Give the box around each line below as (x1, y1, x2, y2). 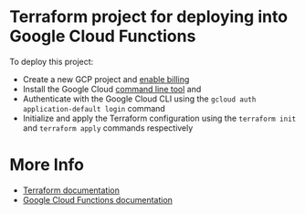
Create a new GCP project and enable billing (22, 73, 190, 84)
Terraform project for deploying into (9, 6, 289, 27)
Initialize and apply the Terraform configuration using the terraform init (22, 112, 297, 123)
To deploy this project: (9, 56, 94, 67)
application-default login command (22, 102, 166, 113)
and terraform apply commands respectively (22, 122, 194, 134)
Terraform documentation (22, 185, 121, 196)
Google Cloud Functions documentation (22, 194, 174, 205)
